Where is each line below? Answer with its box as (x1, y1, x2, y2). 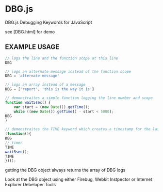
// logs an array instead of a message (5, 82, 86, 87)
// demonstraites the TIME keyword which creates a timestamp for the (5, 127, 151, 132)
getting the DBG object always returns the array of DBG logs (5, 167, 126, 173)
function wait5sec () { (5, 100, 51, 105)
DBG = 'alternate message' (5, 74, 60, 79)
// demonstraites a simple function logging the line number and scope (5, 96, 153, 100)
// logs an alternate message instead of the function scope (5, 69, 131, 74)
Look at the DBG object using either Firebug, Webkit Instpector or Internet (5, 176, 153, 182)
